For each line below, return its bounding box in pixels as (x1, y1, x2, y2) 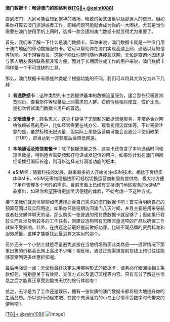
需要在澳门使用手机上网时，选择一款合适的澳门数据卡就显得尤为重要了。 (5, 28, 156, 34)
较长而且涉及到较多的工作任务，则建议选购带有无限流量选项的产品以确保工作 (5, 218, 165, 224)
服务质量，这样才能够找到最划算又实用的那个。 (5, 231, 103, 236)
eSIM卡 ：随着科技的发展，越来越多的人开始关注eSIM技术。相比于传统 (12, 169, 158, 175)
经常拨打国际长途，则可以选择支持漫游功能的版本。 (12, 158, 119, 164)
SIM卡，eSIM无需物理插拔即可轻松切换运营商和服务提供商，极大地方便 (17, 175, 164, 182)
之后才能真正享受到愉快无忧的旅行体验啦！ (9, 277, 99, 283)
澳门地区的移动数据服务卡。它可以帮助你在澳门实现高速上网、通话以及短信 (9, 46, 165, 51)
